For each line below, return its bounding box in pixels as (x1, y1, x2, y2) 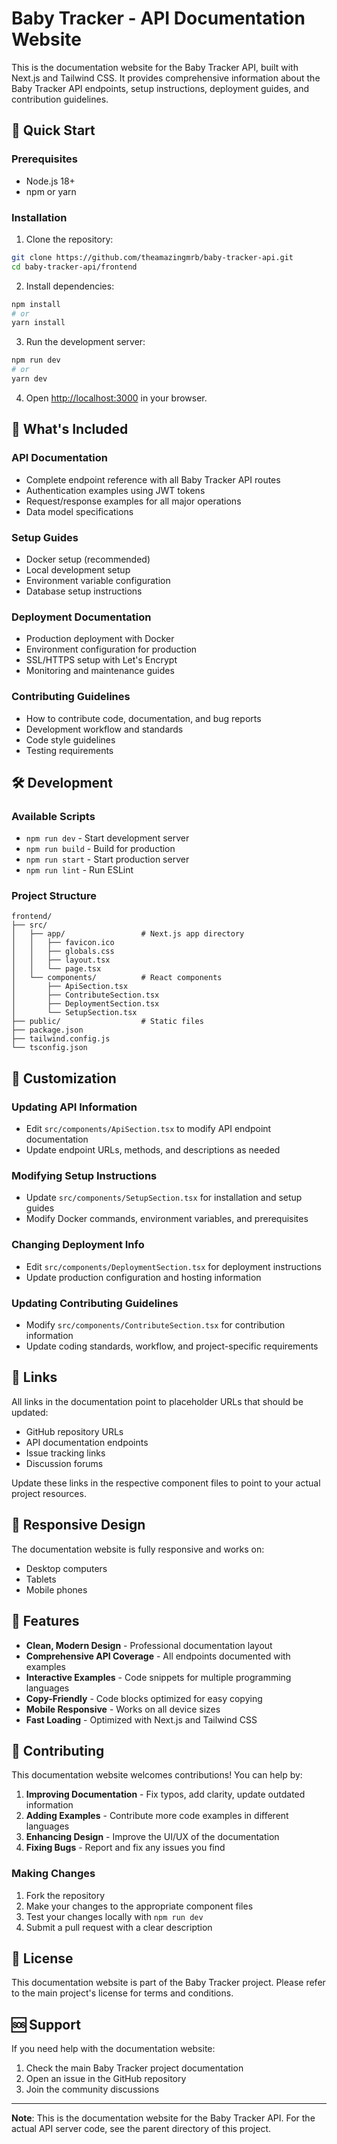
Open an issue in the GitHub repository (25, 2073, 187, 2085)
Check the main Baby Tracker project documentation (25, 2062, 244, 2074)
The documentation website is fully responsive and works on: (11, 1543, 265, 1555)
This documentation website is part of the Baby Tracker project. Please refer (11, 1977, 326, 1989)
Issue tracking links (25, 1447, 106, 1459)
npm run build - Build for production (25, 843, 176, 855)
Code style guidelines (25, 733, 116, 746)
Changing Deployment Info (11, 1238, 145, 1252)
